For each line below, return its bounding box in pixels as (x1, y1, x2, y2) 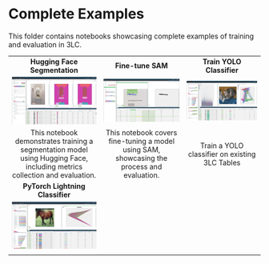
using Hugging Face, (19, 154, 88, 163)
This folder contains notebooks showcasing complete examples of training (8, 31, 255, 41)
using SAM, (122, 145, 161, 154)
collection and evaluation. (11, 170, 97, 180)
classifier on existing (187, 149, 256, 158)
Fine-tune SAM (114, 61, 168, 70)
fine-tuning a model (108, 137, 175, 146)
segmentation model (20, 145, 88, 154)
